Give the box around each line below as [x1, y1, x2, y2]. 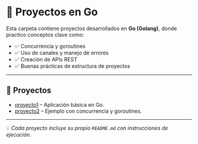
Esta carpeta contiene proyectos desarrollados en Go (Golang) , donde [6, 25, 177, 32]
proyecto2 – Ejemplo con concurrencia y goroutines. [14, 107, 143, 114]
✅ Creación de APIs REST [14, 55, 78, 63]
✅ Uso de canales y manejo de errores [14, 49, 109, 56]
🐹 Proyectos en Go [6, 5, 98, 19]
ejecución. [6, 131, 31, 138]
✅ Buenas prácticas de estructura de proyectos [14, 62, 131, 70]
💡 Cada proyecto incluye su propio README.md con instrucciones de [6, 124, 169, 132]
